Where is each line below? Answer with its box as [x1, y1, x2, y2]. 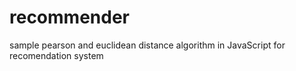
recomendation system [9, 49, 104, 61]
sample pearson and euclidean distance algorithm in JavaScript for [9, 39, 286, 51]
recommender [9, 6, 130, 29]
